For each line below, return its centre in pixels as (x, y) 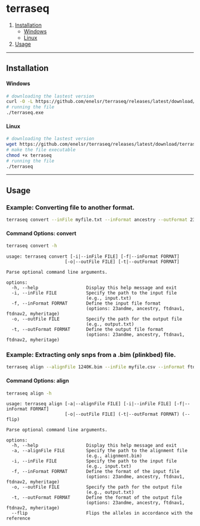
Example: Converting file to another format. (71, 207)
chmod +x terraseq (29, 155)
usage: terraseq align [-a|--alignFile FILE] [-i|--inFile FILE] (89, 404)
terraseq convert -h (32, 246)
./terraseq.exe (25, 113)
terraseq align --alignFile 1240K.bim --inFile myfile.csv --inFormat (96, 367)
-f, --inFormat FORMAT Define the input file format (86, 303)
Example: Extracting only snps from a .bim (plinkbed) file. (91, 355)
